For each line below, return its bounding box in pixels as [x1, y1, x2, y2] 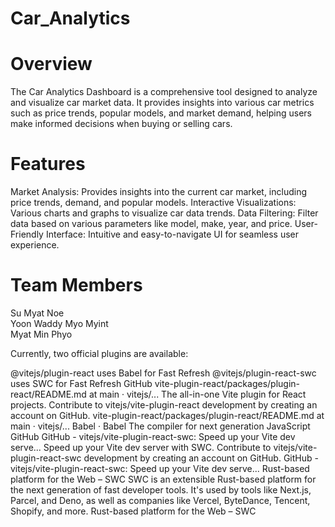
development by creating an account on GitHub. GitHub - [83, 452, 319, 464]
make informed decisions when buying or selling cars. [10, 118, 233, 130]
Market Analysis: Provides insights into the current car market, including [10, 186, 308, 198]
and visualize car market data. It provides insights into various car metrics [10, 97, 315, 109]
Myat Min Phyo [10, 328, 73, 340]
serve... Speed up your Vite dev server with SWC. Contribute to [10, 442, 272, 453]
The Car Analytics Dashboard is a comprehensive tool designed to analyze [10, 86, 318, 98]
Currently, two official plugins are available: [10, 348, 189, 359]
